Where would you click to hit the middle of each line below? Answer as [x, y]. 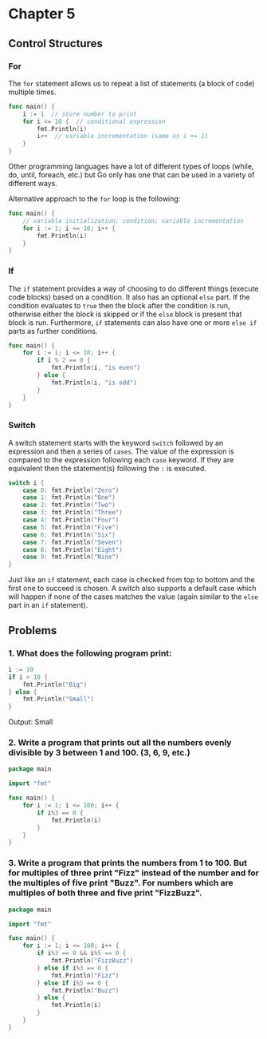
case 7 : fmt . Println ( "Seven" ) [73, 542]
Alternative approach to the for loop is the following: [94, 199]
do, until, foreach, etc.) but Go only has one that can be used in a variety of [132, 175]
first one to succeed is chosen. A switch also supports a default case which [132, 589]
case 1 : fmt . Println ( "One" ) [69, 498]
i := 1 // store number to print [80, 114]
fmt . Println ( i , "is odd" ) [94, 383]
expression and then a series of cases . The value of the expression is [121, 451]
